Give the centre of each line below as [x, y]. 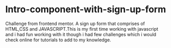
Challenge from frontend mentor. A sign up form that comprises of [75, 23]
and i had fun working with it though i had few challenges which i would [81, 34]
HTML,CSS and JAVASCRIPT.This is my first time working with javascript [82, 29]
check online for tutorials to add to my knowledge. [58, 40]
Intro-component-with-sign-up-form [86, 9]
